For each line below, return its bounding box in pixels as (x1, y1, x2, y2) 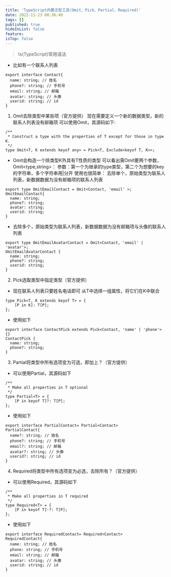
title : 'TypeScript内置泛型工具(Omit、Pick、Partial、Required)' (5, 7, 141, 13)
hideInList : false (5, 27, 45, 32)
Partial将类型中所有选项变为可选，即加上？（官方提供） (12, 359, 130, 365)
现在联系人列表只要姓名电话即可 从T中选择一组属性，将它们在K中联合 (12, 288, 160, 294)
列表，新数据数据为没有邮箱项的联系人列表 (12, 176, 103, 183)
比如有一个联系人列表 (12, 62, 58, 68)
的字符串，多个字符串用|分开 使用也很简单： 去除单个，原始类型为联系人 (12, 170, 166, 176)
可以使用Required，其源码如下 (12, 479, 77, 485)
